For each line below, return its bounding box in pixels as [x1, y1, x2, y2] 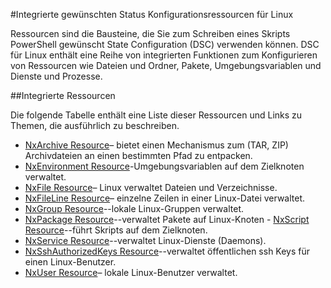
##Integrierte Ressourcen [10, 90, 116, 101]
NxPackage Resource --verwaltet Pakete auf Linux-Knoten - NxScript [24, 214, 310, 225]
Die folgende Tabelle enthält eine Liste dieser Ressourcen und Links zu [10, 109, 303, 121]
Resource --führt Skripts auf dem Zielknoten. [24, 224, 208, 236]
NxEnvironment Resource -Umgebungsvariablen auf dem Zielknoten [24, 160, 305, 172]
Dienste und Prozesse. [10, 70, 103, 82]
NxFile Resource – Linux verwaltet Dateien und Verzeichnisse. [24, 182, 278, 193]
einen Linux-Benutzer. [24, 256, 117, 268]
